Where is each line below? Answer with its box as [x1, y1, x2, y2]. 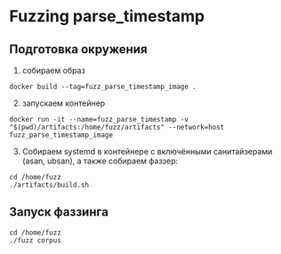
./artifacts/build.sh [9, 180, 90, 189]
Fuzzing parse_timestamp [9, 6, 205, 27]
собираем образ [21, 65, 86, 75]
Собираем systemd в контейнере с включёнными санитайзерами [21, 147, 273, 156]
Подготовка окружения [9, 42, 149, 57]
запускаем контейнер [21, 98, 106, 108]
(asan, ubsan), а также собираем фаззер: [21, 155, 179, 166]
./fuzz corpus [9, 235, 62, 245]
